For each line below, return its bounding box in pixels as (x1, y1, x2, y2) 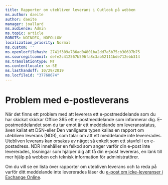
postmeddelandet (5, 122, 42, 128)
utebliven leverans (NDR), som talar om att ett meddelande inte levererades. (5, 132, 162, 138)
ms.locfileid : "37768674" (5, 73, 59, 78)
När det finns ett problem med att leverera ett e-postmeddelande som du (5, 111, 156, 117)
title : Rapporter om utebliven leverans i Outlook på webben (5, 7, 136, 13)
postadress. (5, 143, 30, 149)
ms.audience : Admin (5, 26, 46, 31)
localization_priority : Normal (5, 40, 71, 45)
